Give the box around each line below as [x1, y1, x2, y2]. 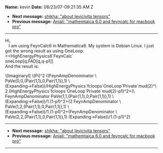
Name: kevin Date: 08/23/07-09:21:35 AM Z [5, 4, 94, 10]
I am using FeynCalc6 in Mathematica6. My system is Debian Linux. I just [8, 43, 154, 48]
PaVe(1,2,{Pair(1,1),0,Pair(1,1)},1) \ [5, 104, 69, 109]
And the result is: [5, 63, 39, 69]
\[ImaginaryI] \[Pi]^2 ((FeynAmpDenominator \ [5, 73, 97, 78]
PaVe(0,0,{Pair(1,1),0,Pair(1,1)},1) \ [5, 78, 70, 84]
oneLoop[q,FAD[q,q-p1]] [5, 58, 53, 64]
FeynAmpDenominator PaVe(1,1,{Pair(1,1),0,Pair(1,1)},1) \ [5, 93, 114, 99]
